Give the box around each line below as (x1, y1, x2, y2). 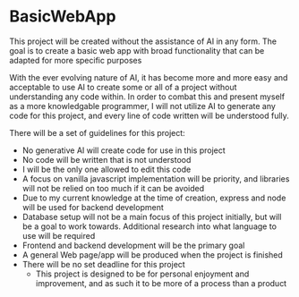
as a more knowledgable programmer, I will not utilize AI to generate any (9, 100, 276, 111)
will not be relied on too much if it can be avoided (21, 182, 205, 193)
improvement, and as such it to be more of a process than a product (35, 277, 287, 288)
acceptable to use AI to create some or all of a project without (9, 81, 237, 92)
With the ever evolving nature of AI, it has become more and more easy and (9, 72, 288, 82)
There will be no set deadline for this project (21, 259, 185, 269)
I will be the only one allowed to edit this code (21, 164, 192, 174)
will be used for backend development (21, 201, 164, 212)
